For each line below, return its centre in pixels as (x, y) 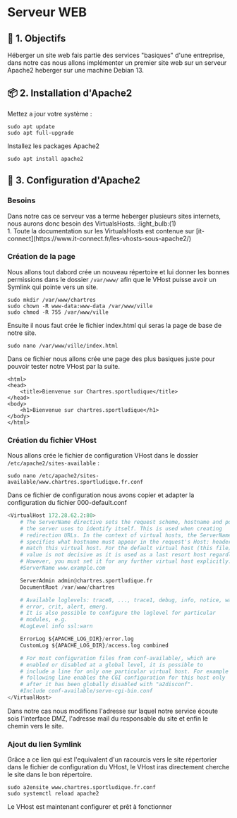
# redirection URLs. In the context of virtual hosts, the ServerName (126, 535)
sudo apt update (31, 127)
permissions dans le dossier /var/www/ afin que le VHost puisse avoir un (112, 279)
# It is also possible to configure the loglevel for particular (118, 613)
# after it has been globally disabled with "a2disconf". (107, 685)
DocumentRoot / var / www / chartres (67, 587)
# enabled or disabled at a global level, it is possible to (111, 665)
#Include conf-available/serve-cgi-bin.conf (86, 691)
